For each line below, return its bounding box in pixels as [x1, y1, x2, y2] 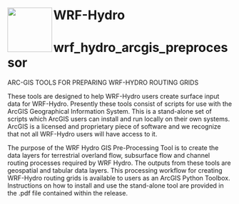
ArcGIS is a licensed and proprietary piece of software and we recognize [7, 122, 221, 131]
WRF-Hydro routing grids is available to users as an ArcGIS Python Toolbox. [7, 174, 230, 183]
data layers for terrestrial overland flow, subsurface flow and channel [7, 151, 210, 160]
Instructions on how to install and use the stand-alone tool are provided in [7, 181, 225, 190]
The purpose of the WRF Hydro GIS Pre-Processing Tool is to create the [7, 144, 219, 152]
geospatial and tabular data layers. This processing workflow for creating [7, 166, 223, 175]
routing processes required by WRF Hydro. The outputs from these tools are [7, 159, 231, 167]
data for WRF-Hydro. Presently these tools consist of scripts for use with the [7, 100, 233, 108]
